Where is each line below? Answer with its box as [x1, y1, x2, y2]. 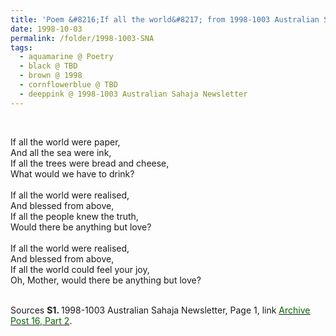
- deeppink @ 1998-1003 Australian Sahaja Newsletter [19, 89, 248, 99]
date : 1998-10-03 [10, 24, 83, 34]
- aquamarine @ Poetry [19, 52, 114, 62]
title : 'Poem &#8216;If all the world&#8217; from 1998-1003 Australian [10, 14, 320, 25]
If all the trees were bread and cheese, [10, 157, 170, 169]
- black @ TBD [19, 61, 78, 71]
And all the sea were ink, [10, 146, 112, 158]
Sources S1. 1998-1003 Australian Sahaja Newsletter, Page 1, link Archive [10, 304, 311, 316]
